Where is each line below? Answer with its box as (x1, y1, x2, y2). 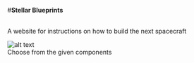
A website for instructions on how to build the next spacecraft (7, 27, 187, 35)
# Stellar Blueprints (7, 6, 63, 14)
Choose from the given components (7, 48, 112, 56)
